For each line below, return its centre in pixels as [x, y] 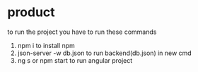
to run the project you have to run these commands [82, 32]
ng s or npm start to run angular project [75, 60]
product [31, 12]
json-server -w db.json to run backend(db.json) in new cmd [105, 53]
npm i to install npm [46, 45]
